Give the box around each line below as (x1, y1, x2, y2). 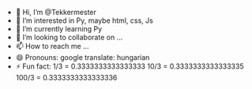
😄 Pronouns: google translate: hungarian (15, 53, 150, 62)
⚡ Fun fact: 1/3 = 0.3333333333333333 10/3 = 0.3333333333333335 (15, 61, 244, 71)
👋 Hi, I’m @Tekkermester (15, 8, 97, 17)
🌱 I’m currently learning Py (15, 24, 103, 33)
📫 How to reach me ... (15, 42, 89, 50)
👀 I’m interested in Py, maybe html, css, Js (15, 16, 154, 25)
